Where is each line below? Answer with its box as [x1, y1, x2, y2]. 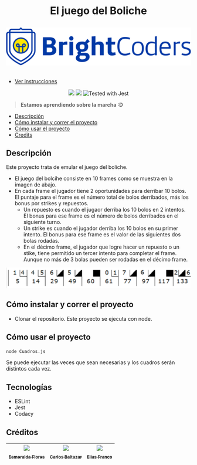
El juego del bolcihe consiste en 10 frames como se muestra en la [14, 175, 173, 182]
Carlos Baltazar [49, 454, 82, 460]
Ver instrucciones [14, 77, 57, 84]
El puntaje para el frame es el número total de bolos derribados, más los [14, 194, 189, 201]
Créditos [6, 427, 39, 437]
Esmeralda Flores [8, 454, 45, 460]
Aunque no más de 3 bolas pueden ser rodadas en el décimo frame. [23, 256, 188, 263]
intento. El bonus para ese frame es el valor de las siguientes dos [23, 231, 181, 238]
